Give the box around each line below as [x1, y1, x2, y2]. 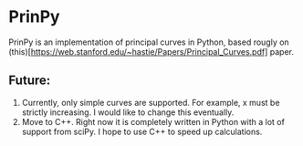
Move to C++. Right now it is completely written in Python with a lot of [21, 116, 285, 127]
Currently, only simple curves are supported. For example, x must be [21, 97, 280, 108]
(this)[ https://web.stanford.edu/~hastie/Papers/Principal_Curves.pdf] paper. [8, 46, 294, 57]
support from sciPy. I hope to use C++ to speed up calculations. [21, 126, 263, 137]
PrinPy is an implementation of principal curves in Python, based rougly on [8, 36, 289, 47]
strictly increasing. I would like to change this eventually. [21, 107, 235, 118]
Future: [8, 73, 51, 89]
